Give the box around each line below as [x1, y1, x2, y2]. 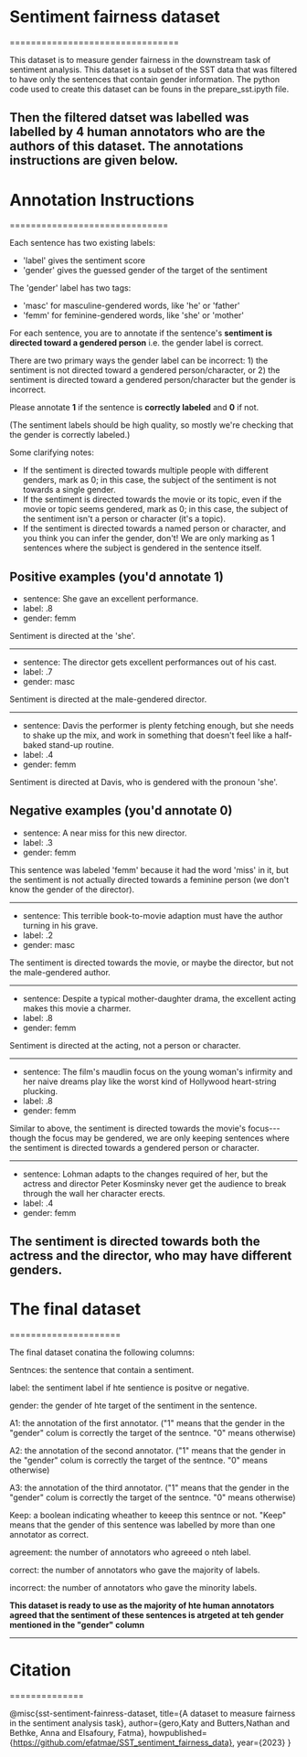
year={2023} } [236, 1737, 291, 1748]
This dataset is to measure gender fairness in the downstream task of [9, 54, 271, 65]
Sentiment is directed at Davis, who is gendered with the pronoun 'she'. [9, 777, 279, 788]
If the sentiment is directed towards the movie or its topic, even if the [22, 494, 282, 505]
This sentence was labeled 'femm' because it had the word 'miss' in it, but [9, 864, 290, 875]
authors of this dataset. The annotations [9, 139, 244, 154]
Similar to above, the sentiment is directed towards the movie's [9, 1123, 247, 1134]
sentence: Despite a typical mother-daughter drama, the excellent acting [22, 993, 297, 1004]
